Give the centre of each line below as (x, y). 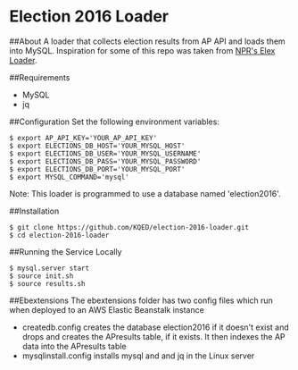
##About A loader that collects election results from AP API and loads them (147, 41)
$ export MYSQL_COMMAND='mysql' (69, 177)
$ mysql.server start (50, 268)
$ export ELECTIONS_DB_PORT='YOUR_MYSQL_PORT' (97, 169)
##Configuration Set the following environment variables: (115, 122)
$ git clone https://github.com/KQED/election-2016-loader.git (129, 227)
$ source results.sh (48, 283)
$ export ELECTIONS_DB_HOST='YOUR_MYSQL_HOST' (97, 146)
